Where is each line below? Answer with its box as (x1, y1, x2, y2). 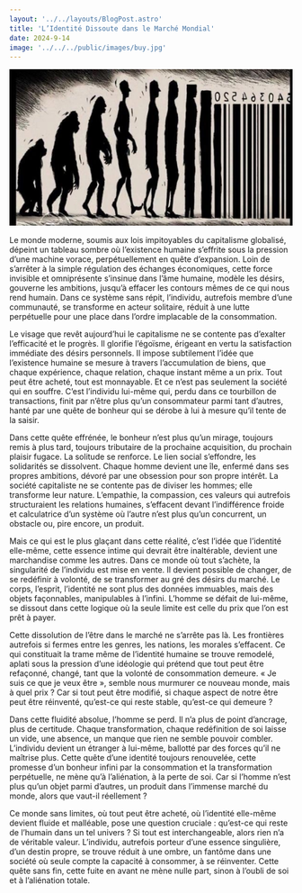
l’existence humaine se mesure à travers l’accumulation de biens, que (9, 357, 267, 368)
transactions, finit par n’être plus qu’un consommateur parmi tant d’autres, (9, 396, 284, 407)
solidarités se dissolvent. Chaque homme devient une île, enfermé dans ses (9, 461, 289, 472)
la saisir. (9, 415, 40, 426)
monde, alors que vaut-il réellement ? (9, 790, 147, 801)
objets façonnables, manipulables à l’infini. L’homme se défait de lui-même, (9, 593, 289, 604)
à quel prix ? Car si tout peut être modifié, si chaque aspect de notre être (9, 687, 279, 698)
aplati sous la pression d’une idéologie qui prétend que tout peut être (9, 658, 264, 670)
